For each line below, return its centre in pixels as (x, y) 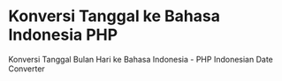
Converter (27, 69)
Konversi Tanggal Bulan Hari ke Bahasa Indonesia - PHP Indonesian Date (141, 59)
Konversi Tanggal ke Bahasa (114, 16)
